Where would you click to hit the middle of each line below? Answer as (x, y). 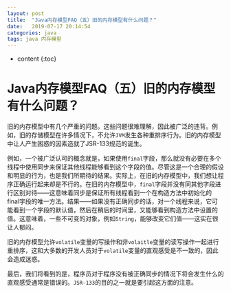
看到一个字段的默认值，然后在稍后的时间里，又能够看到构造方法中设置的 (115, 210)
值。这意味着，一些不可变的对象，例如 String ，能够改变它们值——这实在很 (113, 219)
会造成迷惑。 (25, 259)
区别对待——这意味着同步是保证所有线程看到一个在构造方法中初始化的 (112, 193)
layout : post (26, 13)
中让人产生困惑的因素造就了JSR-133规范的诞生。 (76, 144)
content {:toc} (37, 59)
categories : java (32, 33)
